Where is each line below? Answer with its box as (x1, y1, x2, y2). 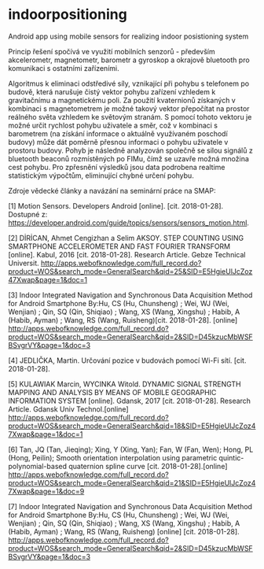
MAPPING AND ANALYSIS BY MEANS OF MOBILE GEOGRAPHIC (8, 387, 217, 397)
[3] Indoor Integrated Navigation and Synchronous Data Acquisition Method (8, 290, 253, 300)
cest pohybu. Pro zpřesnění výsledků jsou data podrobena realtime (8, 162, 225, 172)
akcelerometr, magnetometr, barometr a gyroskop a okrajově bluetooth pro (8, 55, 250, 65)
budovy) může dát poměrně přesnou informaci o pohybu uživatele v (8, 137, 229, 146)
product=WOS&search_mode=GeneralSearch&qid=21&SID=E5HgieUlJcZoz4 (8, 478, 256, 487)
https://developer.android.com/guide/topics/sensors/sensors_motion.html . (8, 218, 250, 227)
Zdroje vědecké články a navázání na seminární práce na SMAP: (8, 186, 216, 195)
